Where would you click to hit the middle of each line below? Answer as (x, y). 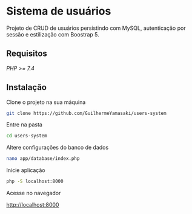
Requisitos (27, 54)
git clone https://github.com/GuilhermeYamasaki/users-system (86, 113)
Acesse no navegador (34, 193)
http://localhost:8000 (33, 205)
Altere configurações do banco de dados (58, 148)
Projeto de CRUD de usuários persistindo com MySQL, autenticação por (96, 28)
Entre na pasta (24, 125)
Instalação (27, 87)
